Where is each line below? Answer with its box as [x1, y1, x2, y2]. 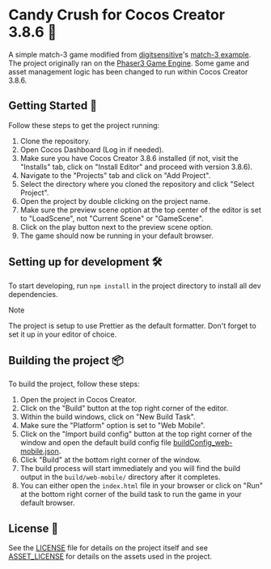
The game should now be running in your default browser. [19, 231, 214, 240]
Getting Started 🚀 [8, 99, 98, 113]
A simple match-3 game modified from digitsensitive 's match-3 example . [8, 49, 252, 59]
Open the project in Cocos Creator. [19, 395, 138, 405]
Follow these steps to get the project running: [8, 120, 160, 130]
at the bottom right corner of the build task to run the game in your [19, 490, 242, 499]
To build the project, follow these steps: [8, 379, 140, 389]
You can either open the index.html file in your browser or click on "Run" [19, 481, 263, 490]
